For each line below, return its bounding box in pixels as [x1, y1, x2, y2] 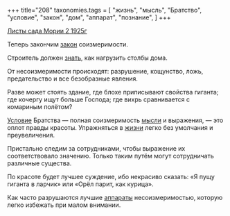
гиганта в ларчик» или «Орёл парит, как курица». [7, 180, 154, 188]
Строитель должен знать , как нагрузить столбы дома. [7, 53, 168, 62]
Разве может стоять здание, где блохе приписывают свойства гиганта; [7, 88, 219, 96]
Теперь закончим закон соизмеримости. [7, 40, 128, 48]
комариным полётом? [7, 103, 73, 110]
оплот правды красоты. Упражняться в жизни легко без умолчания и [7, 124, 213, 131]
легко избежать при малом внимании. [7, 201, 121, 209]
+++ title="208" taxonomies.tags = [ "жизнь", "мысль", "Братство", [7, 6, 202, 14]
